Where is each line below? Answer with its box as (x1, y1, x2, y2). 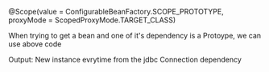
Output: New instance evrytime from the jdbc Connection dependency (8, 55, 242, 64)
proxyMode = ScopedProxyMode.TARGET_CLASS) (8, 15, 176, 25)
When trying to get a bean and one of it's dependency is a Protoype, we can (8, 31, 262, 40)
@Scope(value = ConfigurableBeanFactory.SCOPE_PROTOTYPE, (8, 7, 224, 16)
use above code (8, 39, 62, 49)
